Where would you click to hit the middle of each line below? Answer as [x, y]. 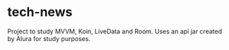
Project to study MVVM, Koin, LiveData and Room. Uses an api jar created [115, 31]
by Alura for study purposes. [49, 38]
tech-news [40, 12]
